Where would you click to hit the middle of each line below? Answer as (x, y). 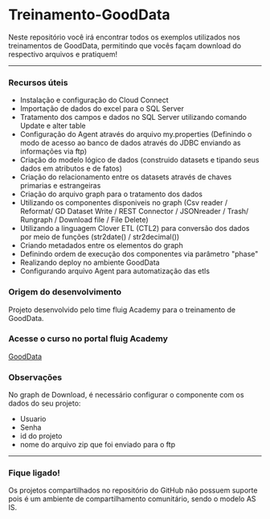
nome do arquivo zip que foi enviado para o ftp (97, 445)
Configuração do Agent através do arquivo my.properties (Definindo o (136, 134)
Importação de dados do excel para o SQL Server (102, 109)
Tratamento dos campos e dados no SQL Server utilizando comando (133, 117)
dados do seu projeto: (45, 403)
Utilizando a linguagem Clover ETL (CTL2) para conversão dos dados (135, 229)
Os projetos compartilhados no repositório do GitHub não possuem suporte (133, 490)
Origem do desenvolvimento (65, 292)
